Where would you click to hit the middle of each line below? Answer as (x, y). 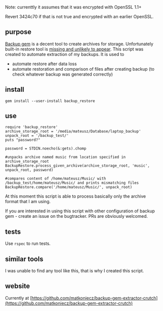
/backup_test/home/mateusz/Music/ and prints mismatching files (72, 183)
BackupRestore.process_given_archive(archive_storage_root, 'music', (78, 166)
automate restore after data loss (44, 64)
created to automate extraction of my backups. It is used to (65, 54)
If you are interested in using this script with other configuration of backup (80, 211)
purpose (18, 32)
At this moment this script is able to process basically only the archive (75, 196)
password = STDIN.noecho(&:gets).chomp (46, 149)
